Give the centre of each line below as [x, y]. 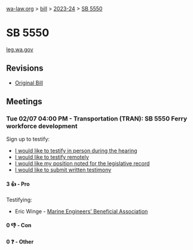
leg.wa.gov [20, 49]
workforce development [42, 126]
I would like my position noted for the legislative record [82, 164]
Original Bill [29, 83]
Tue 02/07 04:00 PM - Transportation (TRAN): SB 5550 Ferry [97, 119]
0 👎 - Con [19, 225]
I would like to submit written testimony [63, 170]
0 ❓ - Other [20, 242]
